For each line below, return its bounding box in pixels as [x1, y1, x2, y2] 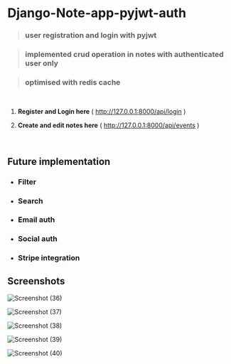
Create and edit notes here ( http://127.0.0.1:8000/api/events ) [17, 121, 200, 129]
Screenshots [7, 275, 65, 287]
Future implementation [7, 155, 111, 168]
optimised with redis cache [24, 77, 121, 87]
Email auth [17, 215, 55, 225]
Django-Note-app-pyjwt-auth [7, 5, 187, 21]
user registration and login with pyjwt [24, 31, 157, 41]
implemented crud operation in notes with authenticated [24, 50, 224, 60]
